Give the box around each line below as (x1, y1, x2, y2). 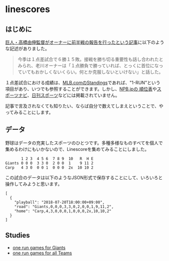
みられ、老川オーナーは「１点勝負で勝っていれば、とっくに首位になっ (17, 63, 163, 69)
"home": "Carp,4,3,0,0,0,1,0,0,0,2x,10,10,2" (14, 208, 112, 214)
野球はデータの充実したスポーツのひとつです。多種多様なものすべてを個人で (5, 140, 163, 146)
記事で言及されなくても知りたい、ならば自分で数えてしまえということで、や (5, 103, 164, 109)
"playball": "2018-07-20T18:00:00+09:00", (14, 199, 105, 205)
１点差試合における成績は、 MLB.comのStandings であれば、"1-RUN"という (5, 80, 160, 85)
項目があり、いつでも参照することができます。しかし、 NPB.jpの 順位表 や (5, 86, 157, 92)
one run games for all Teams (12, 250, 72, 256)
